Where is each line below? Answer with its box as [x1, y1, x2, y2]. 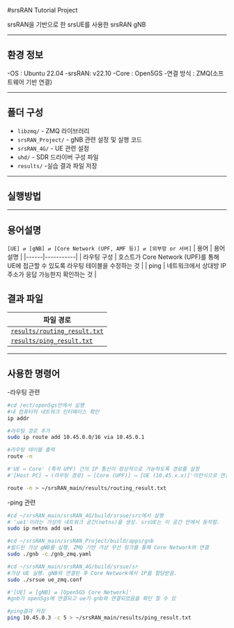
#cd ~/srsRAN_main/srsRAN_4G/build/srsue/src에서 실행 [7, 512, 164, 519]
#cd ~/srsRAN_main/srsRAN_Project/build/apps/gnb [7, 537, 155, 545]
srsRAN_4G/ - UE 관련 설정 [17, 144, 89, 152]
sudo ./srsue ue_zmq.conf [7, 576, 82, 583]
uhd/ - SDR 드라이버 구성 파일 [17, 153, 99, 161]
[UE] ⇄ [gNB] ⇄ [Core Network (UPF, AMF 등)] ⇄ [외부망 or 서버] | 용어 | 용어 [7, 244, 226, 253]
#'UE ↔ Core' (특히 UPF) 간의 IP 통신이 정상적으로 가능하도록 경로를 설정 [7, 465, 200, 472]
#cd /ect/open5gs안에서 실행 [7, 401, 85, 409]
